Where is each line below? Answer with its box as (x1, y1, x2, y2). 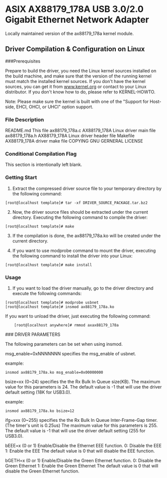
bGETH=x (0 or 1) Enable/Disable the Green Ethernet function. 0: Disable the (5, 457, 162, 463)
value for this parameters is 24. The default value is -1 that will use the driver (5, 384, 162, 390)
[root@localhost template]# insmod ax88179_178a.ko (5, 304, 114, 309)
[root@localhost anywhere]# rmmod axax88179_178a (14, 322, 119, 327)
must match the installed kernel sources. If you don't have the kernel (5, 78, 146, 84)
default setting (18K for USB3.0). (5, 389, 72, 395)
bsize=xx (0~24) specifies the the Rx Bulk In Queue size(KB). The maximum (5, 379, 161, 385)
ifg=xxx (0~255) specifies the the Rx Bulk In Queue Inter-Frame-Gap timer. (5, 417, 158, 423)
